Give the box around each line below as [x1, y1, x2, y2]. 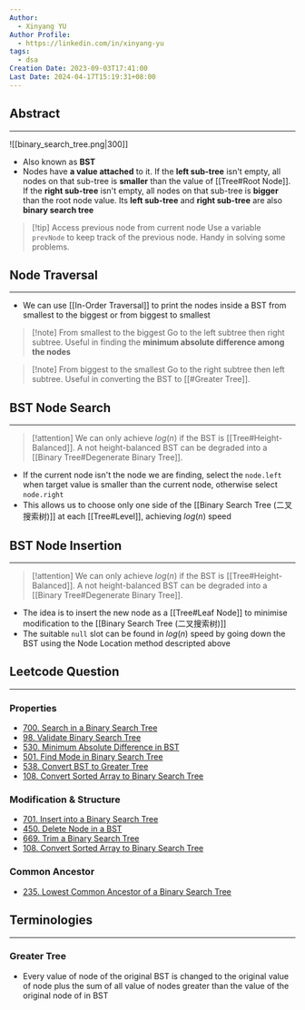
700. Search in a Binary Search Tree [22, 722, 158, 733]
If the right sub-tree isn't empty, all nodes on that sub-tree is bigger [22, 185, 279, 196]
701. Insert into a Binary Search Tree [22, 814, 159, 825]
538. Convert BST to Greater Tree [22, 761, 149, 772]
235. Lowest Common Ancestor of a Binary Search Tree [22, 886, 231, 897]
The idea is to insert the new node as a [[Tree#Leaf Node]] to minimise [22, 607, 288, 618]
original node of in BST [22, 990, 109, 1001]
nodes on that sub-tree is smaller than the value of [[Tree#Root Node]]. [22, 175, 291, 186]
